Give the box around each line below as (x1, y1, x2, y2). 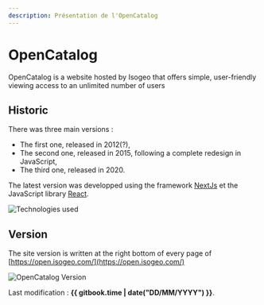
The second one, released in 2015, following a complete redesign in (19, 149, 242, 158)
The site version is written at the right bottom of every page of (8, 249, 212, 258)
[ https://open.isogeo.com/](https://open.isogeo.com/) (8, 257, 185, 267)
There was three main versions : (8, 125, 114, 134)
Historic (8, 103, 49, 117)
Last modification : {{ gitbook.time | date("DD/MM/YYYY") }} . (8, 288, 215, 298)
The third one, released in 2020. (19, 165, 126, 175)
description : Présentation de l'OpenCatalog (8, 11, 158, 20)
